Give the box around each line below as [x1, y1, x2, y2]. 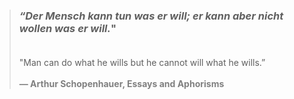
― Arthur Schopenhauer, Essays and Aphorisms [18, 78, 225, 90]
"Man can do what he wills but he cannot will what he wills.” [18, 57, 266, 69]
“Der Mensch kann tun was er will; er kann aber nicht [18, 9, 284, 23]
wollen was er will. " [18, 21, 117, 35]
